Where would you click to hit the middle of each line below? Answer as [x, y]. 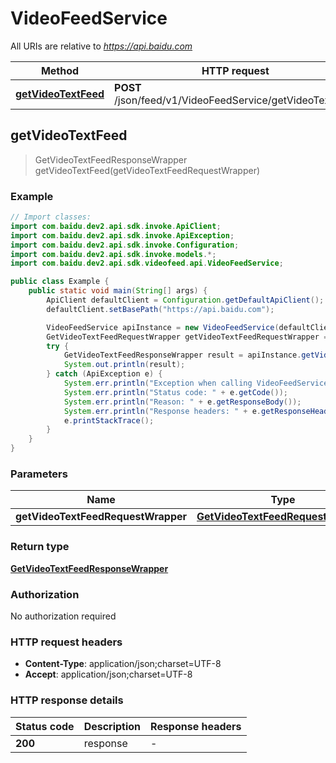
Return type [40, 547]
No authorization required [63, 616]
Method [60, 70]
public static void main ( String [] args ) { [118, 291]
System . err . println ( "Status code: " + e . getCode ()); [175, 392]
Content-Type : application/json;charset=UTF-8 [123, 664]
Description [112, 726]
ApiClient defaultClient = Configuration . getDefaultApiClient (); [185, 300]
